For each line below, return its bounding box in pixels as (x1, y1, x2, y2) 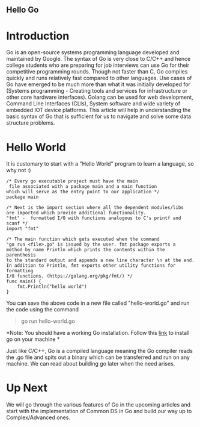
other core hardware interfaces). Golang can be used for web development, (6, 93, 193, 101)
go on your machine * (6, 335, 60, 343)
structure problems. (6, 119, 55, 126)
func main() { (6, 278, 42, 285)
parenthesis (6, 252, 36, 258)
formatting (6, 268, 34, 274)
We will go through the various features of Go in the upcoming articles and (6, 401, 191, 408)
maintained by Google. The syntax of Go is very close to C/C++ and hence (6, 55, 191, 63)
